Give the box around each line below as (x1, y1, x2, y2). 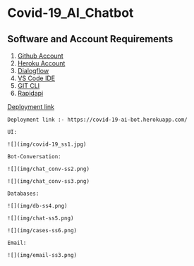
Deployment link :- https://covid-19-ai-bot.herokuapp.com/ (7, 116, 188, 123)
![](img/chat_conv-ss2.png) (7, 165, 90, 172)
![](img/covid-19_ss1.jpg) (7, 141, 87, 148)
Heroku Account (17, 59, 66, 68)
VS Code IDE (17, 74, 55, 82)
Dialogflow (17, 67, 49, 75)
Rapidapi (17, 89, 44, 97)
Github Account (17, 51, 63, 60)
